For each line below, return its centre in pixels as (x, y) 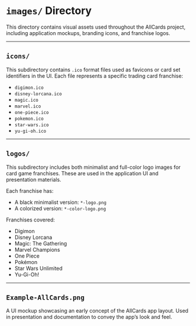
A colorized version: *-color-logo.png (60, 208)
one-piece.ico (32, 112)
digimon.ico (29, 88)
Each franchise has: (30, 190)
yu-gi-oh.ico (30, 131)
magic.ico (27, 100)
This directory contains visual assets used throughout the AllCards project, (96, 27)
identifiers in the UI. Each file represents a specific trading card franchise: (95, 76)
